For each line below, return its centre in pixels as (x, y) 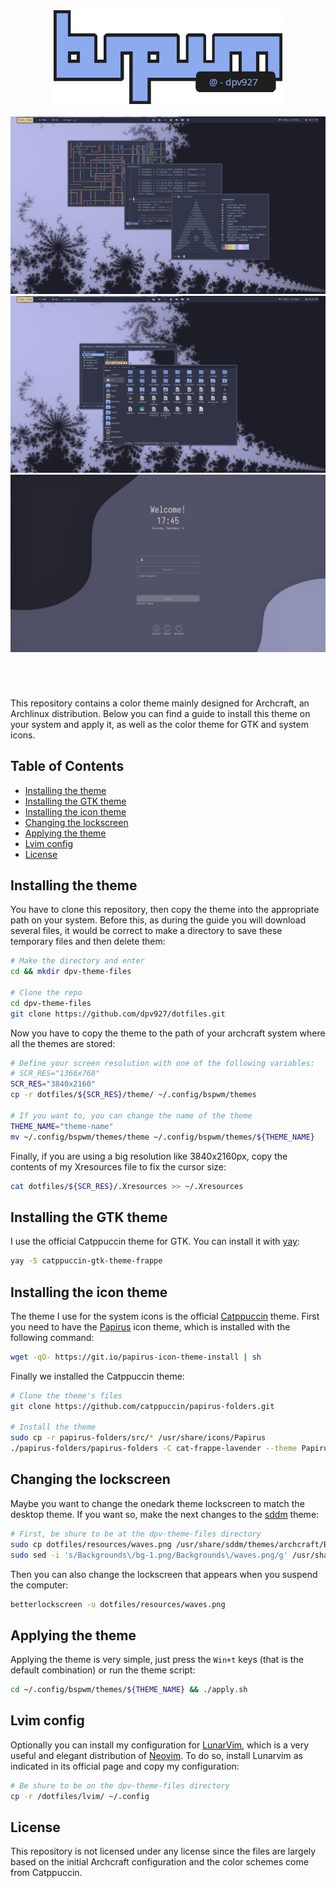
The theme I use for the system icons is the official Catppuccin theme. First (165, 1316)
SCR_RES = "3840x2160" (53, 1084)
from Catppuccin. (46, 1873)
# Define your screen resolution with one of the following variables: (162, 1063)
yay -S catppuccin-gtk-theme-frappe (86, 1261)
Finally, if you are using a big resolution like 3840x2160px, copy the (149, 1156)
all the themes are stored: (63, 1043)
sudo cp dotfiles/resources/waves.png (91, 1544)
